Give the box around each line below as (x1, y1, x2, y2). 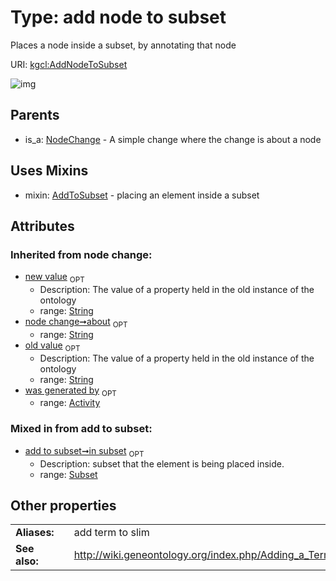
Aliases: (15, 526, 55, 540)
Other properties (10, 497, 117, 514)
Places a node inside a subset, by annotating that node (10, 39, 237, 51)
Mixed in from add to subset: (10, 422, 153, 436)
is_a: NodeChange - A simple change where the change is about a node (24, 133, 322, 145)
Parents (10, 107, 60, 124)
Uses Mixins (10, 162, 89, 180)
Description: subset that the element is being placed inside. (39, 457, 285, 470)
